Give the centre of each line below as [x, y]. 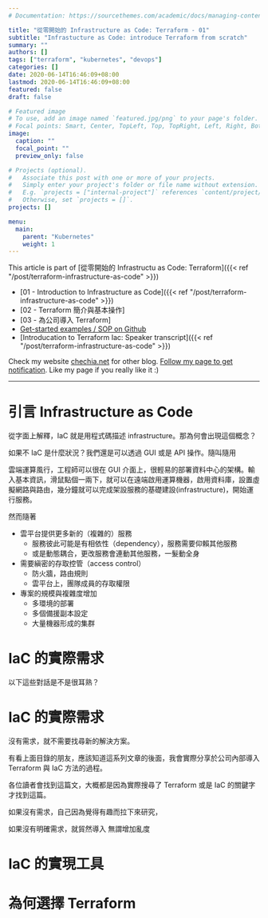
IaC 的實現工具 [56, 864]
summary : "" [28, 45]
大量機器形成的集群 [63, 623]
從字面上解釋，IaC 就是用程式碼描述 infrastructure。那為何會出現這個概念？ [132, 436]
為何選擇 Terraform [72, 904]
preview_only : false [49, 156]
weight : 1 [39, 244]
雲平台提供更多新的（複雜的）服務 [76, 534]
